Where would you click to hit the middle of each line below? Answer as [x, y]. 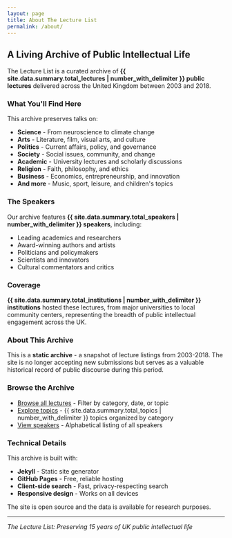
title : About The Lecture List [52, 20]
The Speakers [31, 201]
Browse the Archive [41, 388]
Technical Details [37, 442]
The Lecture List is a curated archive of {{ [67, 71]
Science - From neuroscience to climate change [86, 132]
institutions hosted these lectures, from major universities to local [101, 307]
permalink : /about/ [35, 26]
